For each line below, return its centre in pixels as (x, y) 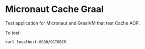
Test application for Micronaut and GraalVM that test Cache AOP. (72, 23)
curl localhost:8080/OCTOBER (36, 42)
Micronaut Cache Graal (55, 9)
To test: (13, 32)
